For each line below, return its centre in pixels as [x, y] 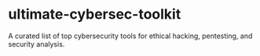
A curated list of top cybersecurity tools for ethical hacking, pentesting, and [130, 36]
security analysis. [37, 44]
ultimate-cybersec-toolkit [95, 14]
